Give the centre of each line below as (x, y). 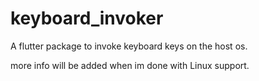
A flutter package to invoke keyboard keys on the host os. (129, 46)
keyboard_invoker (87, 18)
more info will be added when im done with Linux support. (130, 65)
